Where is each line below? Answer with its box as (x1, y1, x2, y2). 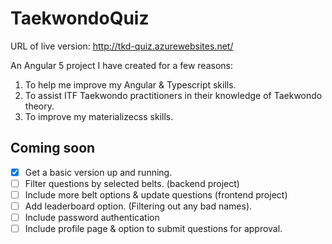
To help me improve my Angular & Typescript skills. (24, 78, 237, 91)
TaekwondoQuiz (10, 7, 150, 30)
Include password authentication (24, 212, 160, 223)
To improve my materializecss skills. (24, 110, 174, 122)
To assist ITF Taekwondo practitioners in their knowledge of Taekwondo (24, 89, 323, 101)
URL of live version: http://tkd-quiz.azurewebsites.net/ (10, 40, 234, 52)
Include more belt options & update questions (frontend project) (24, 188, 288, 201)
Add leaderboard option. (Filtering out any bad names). (24, 200, 253, 212)
